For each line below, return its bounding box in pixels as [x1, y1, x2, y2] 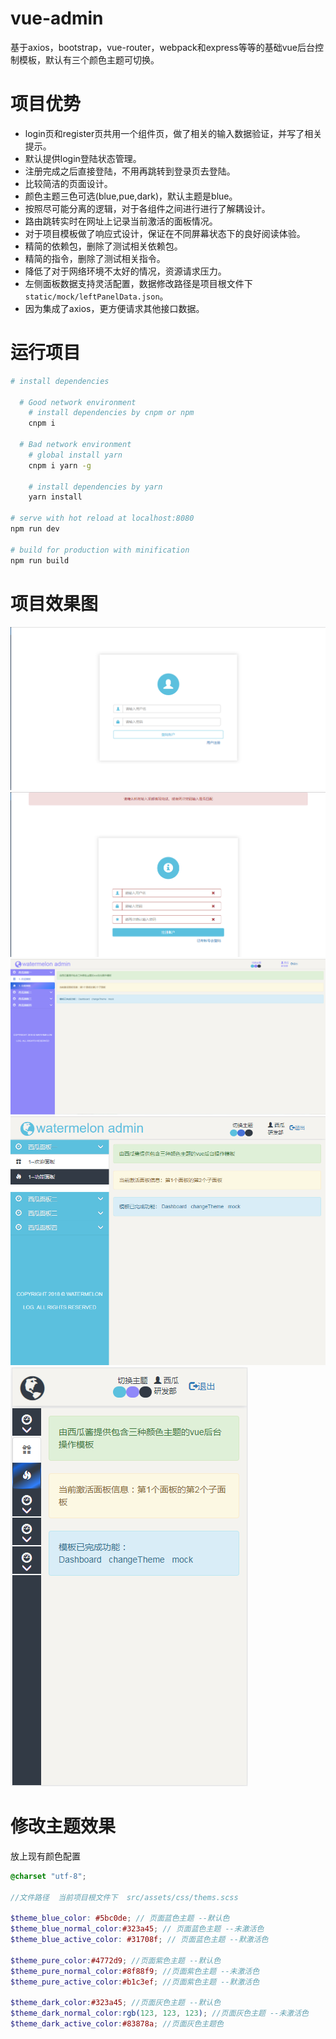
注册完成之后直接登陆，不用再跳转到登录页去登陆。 [24, 165, 236, 177]
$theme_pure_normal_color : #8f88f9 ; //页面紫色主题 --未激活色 [10, 1966, 260, 1976]
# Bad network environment [19, 440, 132, 450]
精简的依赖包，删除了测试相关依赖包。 [24, 240, 183, 252]
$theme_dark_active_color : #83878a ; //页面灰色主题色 [10, 2019, 225, 2029]
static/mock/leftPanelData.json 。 [24, 290, 169, 302]
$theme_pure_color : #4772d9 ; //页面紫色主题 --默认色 [10, 1955, 222, 1966]
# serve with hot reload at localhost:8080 [10, 513, 195, 524]
